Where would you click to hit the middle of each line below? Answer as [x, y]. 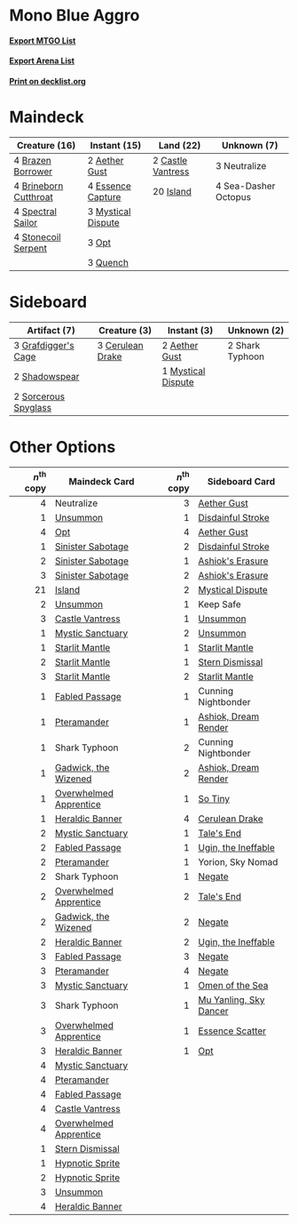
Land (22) [180, 145]
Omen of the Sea [233, 986]
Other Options [63, 448]
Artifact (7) [51, 330]
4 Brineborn [39, 186]
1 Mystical [184, 371]
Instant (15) [116, 145]
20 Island [172, 191]
